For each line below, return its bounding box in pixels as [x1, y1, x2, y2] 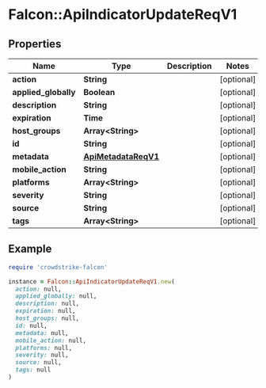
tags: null [15, 366, 51, 374]
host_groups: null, [15, 314, 80, 322]
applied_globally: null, [15, 292, 97, 300]
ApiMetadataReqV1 [82, 151, 160, 162]
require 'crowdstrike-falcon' [8, 263, 108, 271]
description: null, [15, 299, 80, 308]
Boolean [82, 87, 116, 97]
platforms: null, [15, 344, 73, 352]
